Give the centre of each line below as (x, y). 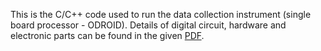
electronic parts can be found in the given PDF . (107, 35)
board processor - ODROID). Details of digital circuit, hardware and (148, 25)
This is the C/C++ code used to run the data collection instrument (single (161, 14)
